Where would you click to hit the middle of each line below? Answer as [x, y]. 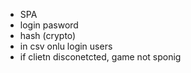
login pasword [49, 25]
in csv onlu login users [66, 46]
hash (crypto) [48, 35]
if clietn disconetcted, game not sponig [100, 57]
